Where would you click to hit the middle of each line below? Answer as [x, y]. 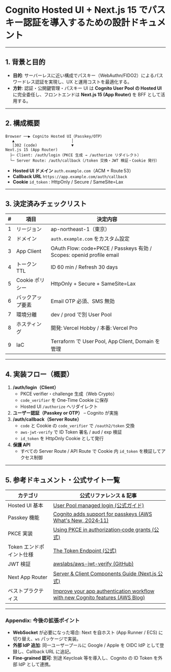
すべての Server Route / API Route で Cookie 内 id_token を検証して [91, 451]
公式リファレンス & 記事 [108, 496]
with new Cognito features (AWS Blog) [99, 598]
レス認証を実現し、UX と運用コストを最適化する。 [79, 82]
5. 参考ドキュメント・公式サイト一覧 [63, 480]
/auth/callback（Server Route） [47, 419]
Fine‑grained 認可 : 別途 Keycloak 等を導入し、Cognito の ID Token [82, 658]
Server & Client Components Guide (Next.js [105, 574]
